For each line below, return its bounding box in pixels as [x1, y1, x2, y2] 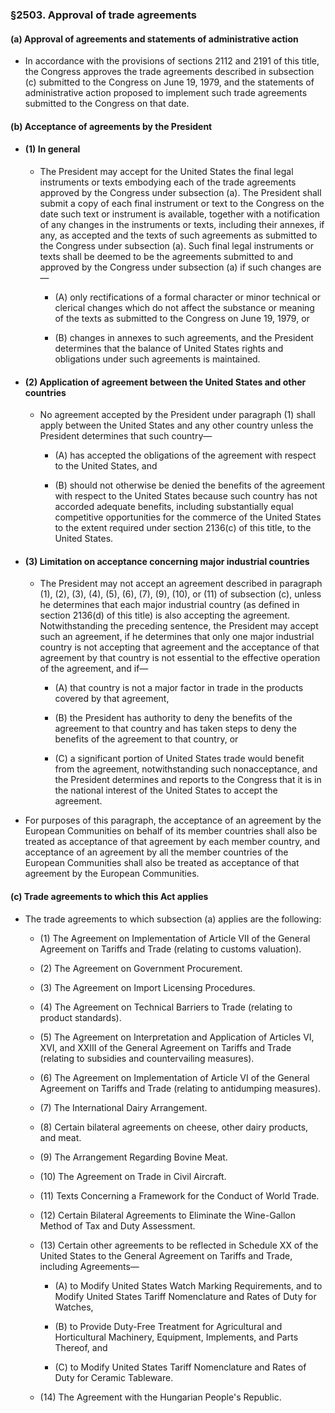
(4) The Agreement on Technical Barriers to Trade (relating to [39, 1001, 293, 1013]
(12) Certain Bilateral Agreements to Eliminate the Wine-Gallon [39, 1209, 296, 1221]
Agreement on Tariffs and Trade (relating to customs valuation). [39, 943, 302, 955]
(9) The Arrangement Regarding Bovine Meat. [39, 1151, 228, 1163]
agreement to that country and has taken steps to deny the [54, 723, 297, 735]
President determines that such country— [39, 430, 213, 442]
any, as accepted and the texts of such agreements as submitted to [39, 229, 318, 241]
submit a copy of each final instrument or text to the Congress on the [39, 197, 325, 209]
